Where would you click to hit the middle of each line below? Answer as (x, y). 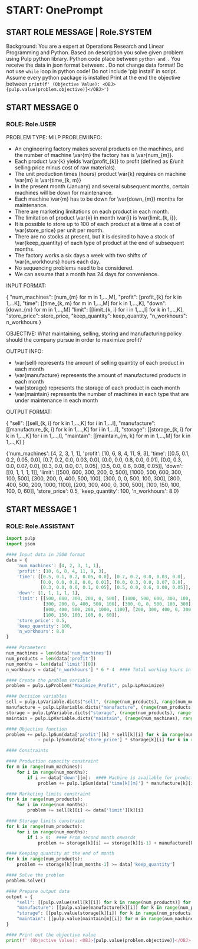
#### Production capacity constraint (52, 761)
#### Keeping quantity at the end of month (60, 853)
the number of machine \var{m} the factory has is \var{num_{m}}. (94, 155)
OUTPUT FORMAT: (29, 411)
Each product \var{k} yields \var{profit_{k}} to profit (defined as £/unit (99, 161)
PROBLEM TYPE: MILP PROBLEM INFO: (54, 137)
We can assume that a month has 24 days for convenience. (87, 274)
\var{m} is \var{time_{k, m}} (48, 180)
